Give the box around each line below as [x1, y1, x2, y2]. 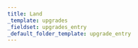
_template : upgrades [7, 17, 69, 24]
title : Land [7, 10, 42, 18]
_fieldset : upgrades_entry [7, 23, 87, 30]
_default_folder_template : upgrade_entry [7, 30, 132, 37]
